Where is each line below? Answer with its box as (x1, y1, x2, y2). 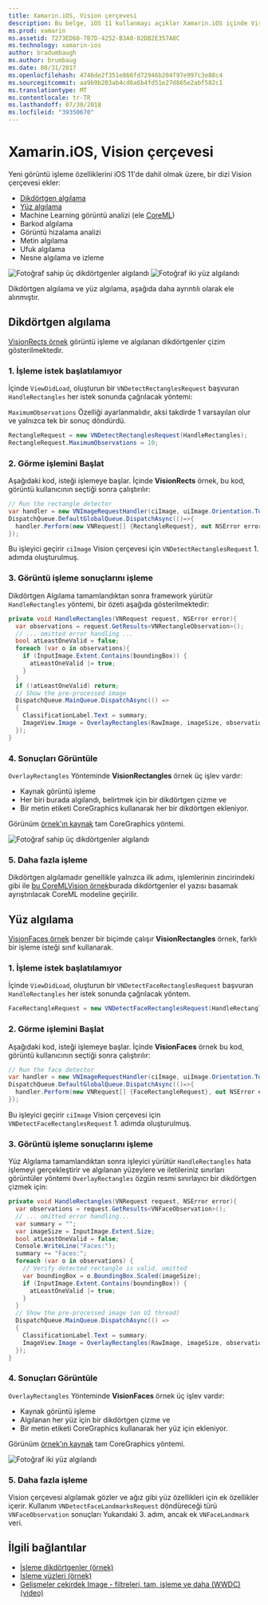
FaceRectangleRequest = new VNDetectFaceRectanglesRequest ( (8, 1005, 213, 1013)
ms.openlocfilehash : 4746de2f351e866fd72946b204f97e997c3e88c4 (8, 71, 223, 79)
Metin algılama (19, 235, 69, 245)
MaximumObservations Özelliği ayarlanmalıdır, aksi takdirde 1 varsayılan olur (8, 407, 251, 417)
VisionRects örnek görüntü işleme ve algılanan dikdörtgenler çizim (8, 337, 226, 346)
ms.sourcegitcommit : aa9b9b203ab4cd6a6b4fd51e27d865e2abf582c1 (8, 78, 223, 86)
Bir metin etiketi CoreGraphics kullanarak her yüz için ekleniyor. (19, 1423, 229, 1433)
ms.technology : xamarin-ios (8, 42, 102, 50)
